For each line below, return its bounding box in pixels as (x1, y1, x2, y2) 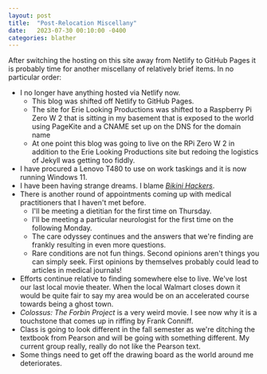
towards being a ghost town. (19, 299, 114, 309)
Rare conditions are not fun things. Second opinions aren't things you (31, 248, 260, 259)
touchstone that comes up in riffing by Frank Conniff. (19, 316, 194, 326)
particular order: (8, 72, 62, 82)
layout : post (8, 11, 52, 20)
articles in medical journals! (31, 266, 122, 275)
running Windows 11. (19, 173, 88, 182)
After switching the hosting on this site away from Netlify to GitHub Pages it (8, 56, 257, 65)
